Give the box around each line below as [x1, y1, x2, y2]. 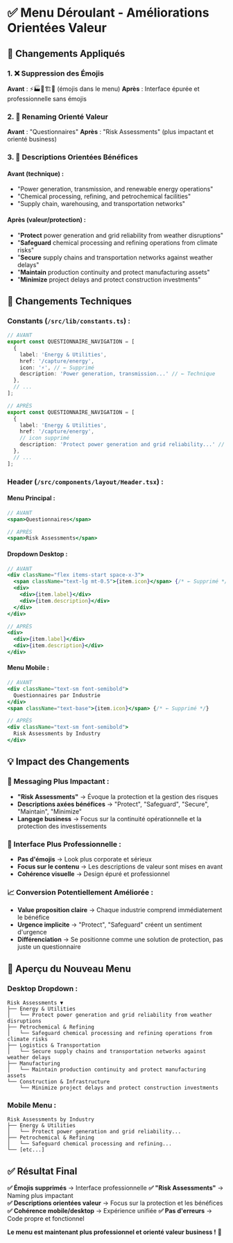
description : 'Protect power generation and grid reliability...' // [19, 441, 225, 448]
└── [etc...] [7, 1147, 45, 1154]
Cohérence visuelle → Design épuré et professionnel [17, 869, 170, 878]
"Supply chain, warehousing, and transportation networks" [17, 200, 186, 208]
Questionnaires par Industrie [13, 692, 101, 698]
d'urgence [17, 928, 47, 936]
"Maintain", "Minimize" [17, 807, 82, 816]
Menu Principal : [7, 494, 55, 502]
